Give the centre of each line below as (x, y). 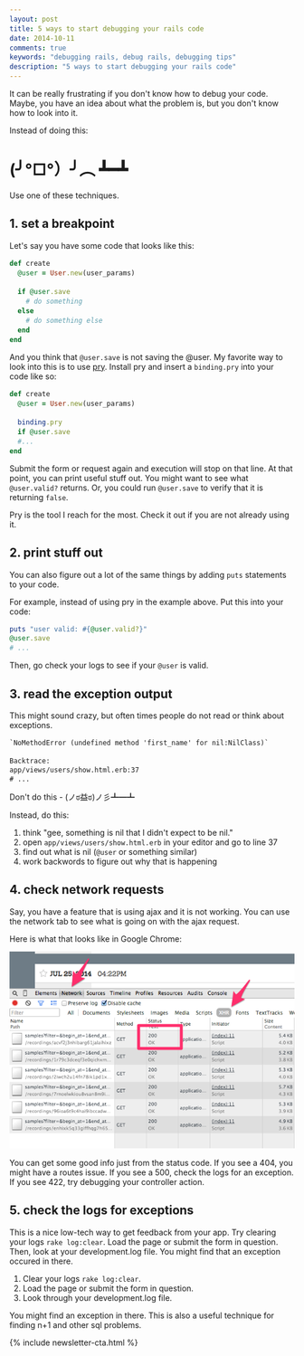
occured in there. (42, 1261)
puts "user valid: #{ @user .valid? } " (78, 629)
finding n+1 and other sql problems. (76, 1324)
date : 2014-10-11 (42, 38)
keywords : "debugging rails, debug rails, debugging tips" (123, 57)
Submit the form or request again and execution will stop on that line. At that (151, 468)
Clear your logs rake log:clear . (82, 1278)
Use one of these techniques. (64, 195)
